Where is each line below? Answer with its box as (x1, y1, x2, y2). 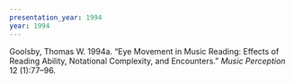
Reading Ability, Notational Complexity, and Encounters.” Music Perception (9, 55, 286, 66)
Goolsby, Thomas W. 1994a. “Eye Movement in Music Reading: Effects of (9, 46, 280, 56)
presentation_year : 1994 (9, 12, 102, 22)
